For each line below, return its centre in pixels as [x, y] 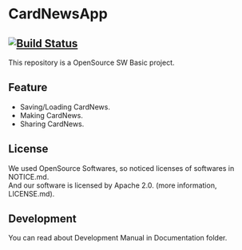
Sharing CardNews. [52, 124]
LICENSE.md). [32, 193]
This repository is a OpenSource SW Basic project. [91, 62]
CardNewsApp [58, 14]
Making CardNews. [52, 115]
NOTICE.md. [29, 177]
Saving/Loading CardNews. [65, 107]
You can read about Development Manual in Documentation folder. [118, 238]
